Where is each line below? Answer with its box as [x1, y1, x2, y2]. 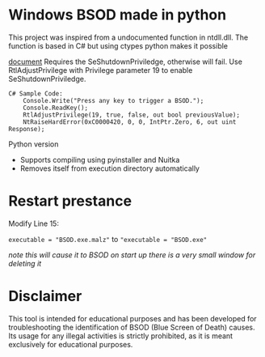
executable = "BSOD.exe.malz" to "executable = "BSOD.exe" [8, 234, 208, 244]
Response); [8, 125, 45, 133]
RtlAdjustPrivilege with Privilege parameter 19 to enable [8, 65, 193, 74]
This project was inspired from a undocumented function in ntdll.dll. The [8, 32, 249, 42]
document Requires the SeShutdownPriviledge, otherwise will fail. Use [8, 57, 242, 66]
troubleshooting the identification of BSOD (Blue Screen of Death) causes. [8, 322, 256, 332]
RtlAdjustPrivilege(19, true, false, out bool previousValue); [23, 111, 241, 119]
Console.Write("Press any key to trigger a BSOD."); [23, 96, 204, 104]
